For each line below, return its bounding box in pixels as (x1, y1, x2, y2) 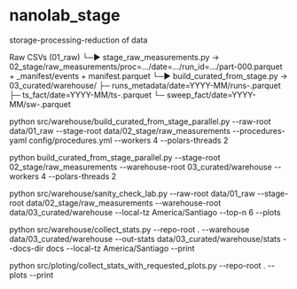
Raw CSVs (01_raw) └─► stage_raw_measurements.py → (9, 51, 220, 62)
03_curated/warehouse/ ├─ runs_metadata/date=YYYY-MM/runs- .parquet (9, 80, 281, 90)
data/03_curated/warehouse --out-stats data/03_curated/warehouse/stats (9, 233, 281, 244)
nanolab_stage (9, 5, 121, 26)
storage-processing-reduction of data (9, 35, 148, 45)
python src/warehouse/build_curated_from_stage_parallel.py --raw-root (9, 116, 272, 127)
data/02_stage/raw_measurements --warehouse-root (26, 197, 222, 208)
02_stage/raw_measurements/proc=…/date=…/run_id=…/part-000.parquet (9, 61, 283, 72)
